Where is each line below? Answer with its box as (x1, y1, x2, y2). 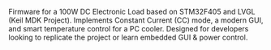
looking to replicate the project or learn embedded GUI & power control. (8, 32, 248, 42)
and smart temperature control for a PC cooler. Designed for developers (8, 24, 249, 33)
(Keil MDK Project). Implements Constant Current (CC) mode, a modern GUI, (8, 15, 264, 25)
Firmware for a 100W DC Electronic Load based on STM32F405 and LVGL (8, 7, 256, 16)
